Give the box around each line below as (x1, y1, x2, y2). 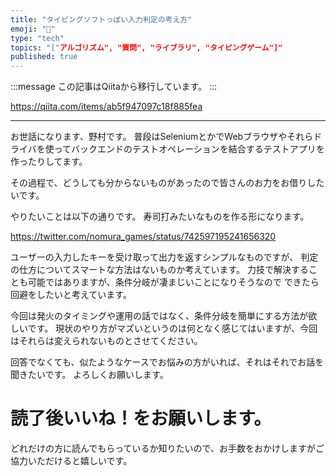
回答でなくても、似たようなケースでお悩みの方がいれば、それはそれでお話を (10, 356, 325, 368)
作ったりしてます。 (10, 156, 88, 168)
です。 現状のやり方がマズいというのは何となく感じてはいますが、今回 (27, 322, 318, 335)
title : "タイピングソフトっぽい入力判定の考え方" (10, 14, 193, 25)
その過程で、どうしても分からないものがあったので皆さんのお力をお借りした (10, 177, 325, 189)
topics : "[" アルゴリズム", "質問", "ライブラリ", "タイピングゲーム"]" (10, 42, 283, 53)
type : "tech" (10, 33, 65, 43)
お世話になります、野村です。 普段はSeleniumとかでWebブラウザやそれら (10, 131, 314, 143)
